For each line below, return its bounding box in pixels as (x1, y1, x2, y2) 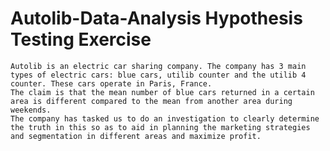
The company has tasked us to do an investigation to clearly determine (10, 113, 320, 124)
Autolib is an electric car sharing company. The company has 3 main (10, 61, 307, 71)
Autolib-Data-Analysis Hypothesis (10, 7, 303, 30)
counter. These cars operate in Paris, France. (10, 78, 213, 89)
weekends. (10, 105, 52, 115)
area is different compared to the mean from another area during (10, 96, 293, 106)
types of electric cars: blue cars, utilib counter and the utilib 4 (10, 70, 307, 80)
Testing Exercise (10, 28, 152, 51)
